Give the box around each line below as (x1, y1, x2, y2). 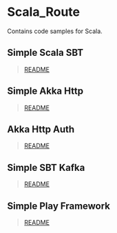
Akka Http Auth (7, 123, 75, 135)
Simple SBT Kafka (7, 161, 85, 173)
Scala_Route (7, 4, 81, 20)
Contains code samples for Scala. (7, 27, 103, 35)
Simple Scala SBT (7, 47, 84, 59)
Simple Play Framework (7, 200, 111, 212)
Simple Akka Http (7, 85, 84, 97)
